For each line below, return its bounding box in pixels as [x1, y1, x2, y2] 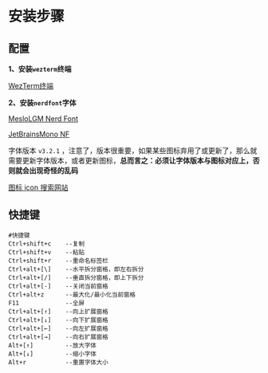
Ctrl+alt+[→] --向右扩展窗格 [8, 332, 109, 341]
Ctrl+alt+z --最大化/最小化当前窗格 [8, 290, 136, 299]
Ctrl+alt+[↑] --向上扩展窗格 [8, 308, 109, 316]
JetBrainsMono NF [8, 129, 70, 139]
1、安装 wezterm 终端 [8, 65, 72, 73]
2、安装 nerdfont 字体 [8, 98, 77, 108]
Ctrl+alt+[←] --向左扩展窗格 [8, 324, 109, 332]
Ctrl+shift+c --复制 [8, 240, 85, 248]
